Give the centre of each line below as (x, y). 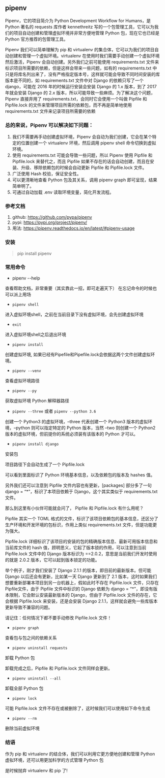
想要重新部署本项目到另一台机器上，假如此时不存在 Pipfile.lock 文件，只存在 (82, 583)
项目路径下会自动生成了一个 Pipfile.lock (45, 464)
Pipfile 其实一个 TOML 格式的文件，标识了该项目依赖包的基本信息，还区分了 (82, 519)
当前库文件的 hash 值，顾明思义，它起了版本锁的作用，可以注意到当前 (76, 547)
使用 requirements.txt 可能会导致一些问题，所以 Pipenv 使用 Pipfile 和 (82, 155)
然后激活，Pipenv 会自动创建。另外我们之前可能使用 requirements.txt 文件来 (82, 62)
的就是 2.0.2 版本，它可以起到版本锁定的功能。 (52, 560)
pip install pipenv (34, 253)
